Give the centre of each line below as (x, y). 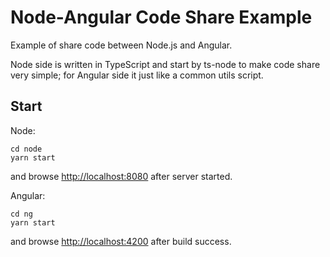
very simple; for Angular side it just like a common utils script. (137, 75)
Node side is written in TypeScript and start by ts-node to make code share (165, 64)
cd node (26, 149)
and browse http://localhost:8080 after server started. (121, 176)
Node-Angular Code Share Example (161, 17)
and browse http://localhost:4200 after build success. (121, 241)
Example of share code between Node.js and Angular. (121, 45)
